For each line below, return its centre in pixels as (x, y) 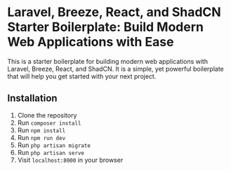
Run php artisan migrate (54, 145)
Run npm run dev (41, 137)
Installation (32, 98)
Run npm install (41, 130)
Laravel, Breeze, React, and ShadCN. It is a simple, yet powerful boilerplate (115, 69)
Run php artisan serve (51, 152)
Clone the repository (47, 115)
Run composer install (49, 123)
